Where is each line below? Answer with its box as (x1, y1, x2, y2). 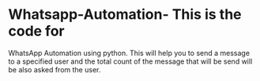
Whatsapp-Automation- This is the (8, 6, 243, 24)
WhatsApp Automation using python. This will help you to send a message (8, 48, 251, 57)
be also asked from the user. (8, 64, 101, 74)
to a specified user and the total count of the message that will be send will (8, 57, 253, 66)
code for (8, 22, 65, 40)
